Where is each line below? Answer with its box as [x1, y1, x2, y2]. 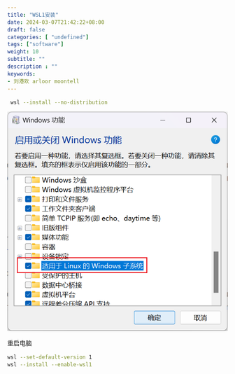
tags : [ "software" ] [7, 41, 64, 48]
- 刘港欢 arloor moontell [7, 78, 80, 85]
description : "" [7, 63, 58, 70]
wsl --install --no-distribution [10, 99, 108, 106]
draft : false [7, 26, 45, 33]
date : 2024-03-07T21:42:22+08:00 [7, 18, 105, 26]
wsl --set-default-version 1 [7, 354, 92, 361]
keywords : [7, 70, 36, 77]
